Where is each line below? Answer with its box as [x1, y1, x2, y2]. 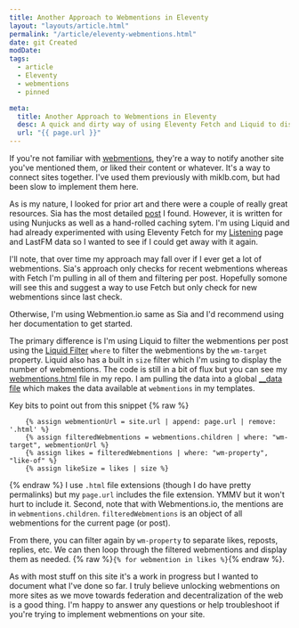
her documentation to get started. [9, 318, 133, 329]
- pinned [17, 87, 50, 96]
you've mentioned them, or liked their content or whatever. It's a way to [9, 162, 271, 173]
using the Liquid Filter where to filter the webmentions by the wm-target [9, 345, 268, 355]
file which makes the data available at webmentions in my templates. [9, 383, 255, 393]
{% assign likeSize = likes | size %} [25, 464, 169, 473]
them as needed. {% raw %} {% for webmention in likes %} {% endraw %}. [9, 554, 285, 564]
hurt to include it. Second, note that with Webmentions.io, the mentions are [9, 499, 284, 509]
